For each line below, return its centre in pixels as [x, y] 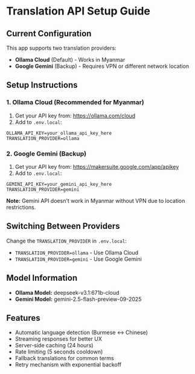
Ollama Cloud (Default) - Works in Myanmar [70, 60]
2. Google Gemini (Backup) [46, 154]
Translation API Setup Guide [78, 11]
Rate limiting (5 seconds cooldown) [59, 352]
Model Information [42, 278]
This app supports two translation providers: [61, 48]
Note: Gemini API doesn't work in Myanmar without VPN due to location [96, 200]
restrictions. [21, 207]
